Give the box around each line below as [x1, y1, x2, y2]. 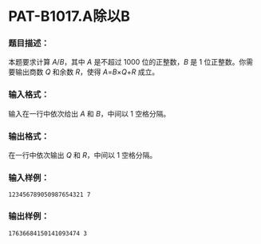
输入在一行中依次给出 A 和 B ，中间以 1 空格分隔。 [8, 108, 171, 118]
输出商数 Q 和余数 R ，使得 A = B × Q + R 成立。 [14, 67, 160, 77]
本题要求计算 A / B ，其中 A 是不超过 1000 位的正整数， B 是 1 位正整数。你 [8, 57, 247, 67]
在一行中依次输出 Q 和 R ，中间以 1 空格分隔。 [8, 151, 157, 160]
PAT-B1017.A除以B [8, 7, 130, 26]
